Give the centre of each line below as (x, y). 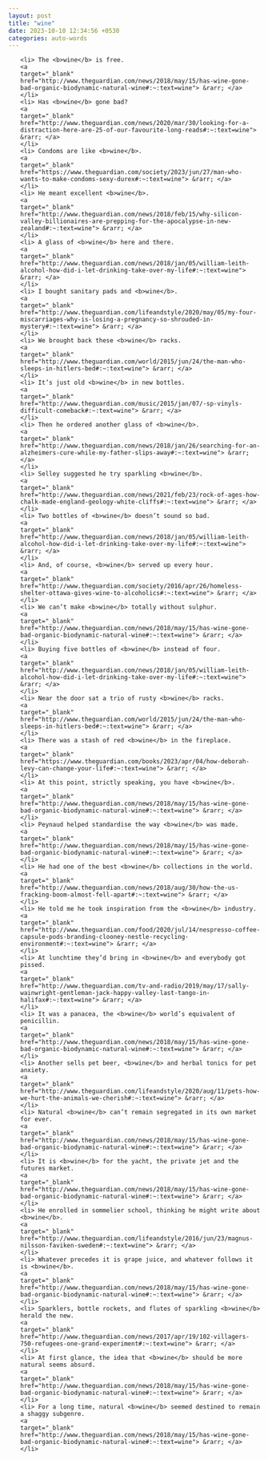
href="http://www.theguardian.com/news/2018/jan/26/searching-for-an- (140, 446)
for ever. (36, 1119)
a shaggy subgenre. (52, 1414)
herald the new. (47, 1316)
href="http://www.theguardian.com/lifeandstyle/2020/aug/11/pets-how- (140, 1091)
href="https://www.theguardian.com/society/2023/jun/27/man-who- (131, 172)
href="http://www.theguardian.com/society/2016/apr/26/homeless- (131, 586)
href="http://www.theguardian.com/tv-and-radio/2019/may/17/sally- (134, 986)
